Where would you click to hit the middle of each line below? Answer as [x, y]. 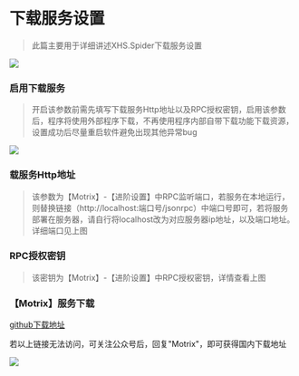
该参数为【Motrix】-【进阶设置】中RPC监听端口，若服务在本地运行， [160, 197]
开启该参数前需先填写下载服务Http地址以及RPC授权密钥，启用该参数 [159, 110]
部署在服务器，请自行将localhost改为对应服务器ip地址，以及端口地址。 [163, 219]
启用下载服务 [38, 88]
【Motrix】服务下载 [52, 303]
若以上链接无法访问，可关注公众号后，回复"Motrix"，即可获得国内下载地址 [148, 344]
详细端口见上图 [59, 230]
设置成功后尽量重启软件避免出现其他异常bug [114, 132]
